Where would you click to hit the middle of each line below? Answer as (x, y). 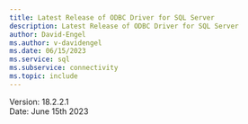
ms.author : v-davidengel (56, 43)
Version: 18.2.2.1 (39, 102)
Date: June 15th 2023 (49, 111)
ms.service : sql (40, 59)
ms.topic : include (44, 76)
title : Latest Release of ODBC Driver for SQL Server (112, 18)
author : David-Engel (48, 34)
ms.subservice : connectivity (64, 68)
